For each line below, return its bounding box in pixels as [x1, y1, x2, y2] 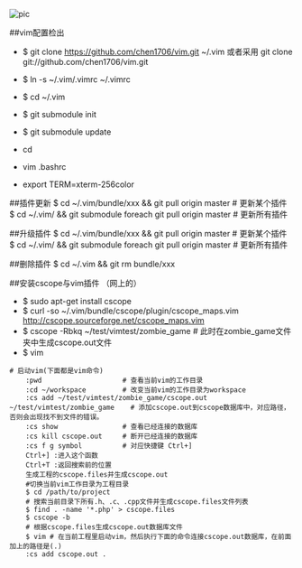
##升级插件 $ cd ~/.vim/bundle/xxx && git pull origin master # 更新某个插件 [9, 228, 288, 238]
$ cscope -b [25, 513, 70, 522]
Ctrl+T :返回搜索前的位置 [25, 461, 113, 470]
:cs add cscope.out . [25, 550, 106, 559]
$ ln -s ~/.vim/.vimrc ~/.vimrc [22, 74, 131, 85]
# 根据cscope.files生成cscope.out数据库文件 [25, 523, 183, 532]
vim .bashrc [22, 162, 67, 172]
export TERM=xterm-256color [22, 179, 135, 190]
